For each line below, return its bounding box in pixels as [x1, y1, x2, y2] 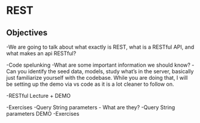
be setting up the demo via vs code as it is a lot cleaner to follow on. [6, 80, 175, 88]
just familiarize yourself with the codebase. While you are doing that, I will [6, 74, 188, 81]
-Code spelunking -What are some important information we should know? [6, 61, 190, 68]
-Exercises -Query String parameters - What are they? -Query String [6, 104, 175, 111]
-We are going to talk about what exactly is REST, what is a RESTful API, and [6, 43, 195, 50]
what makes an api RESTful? [6, 50, 77, 57]
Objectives [6, 28, 48, 38]
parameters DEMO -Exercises [6, 110, 80, 117]
